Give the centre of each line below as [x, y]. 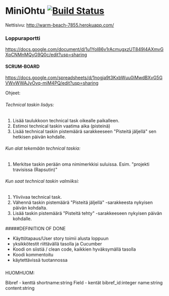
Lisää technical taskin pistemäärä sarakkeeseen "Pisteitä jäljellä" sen [84, 131]
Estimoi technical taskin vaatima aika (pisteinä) [61, 126]
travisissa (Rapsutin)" [35, 169]
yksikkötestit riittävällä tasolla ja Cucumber [57, 244]
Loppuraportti [23, 38]
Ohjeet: [13, 93]
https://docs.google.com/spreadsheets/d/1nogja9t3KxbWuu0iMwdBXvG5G [84, 78]
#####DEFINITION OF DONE [36, 229]
